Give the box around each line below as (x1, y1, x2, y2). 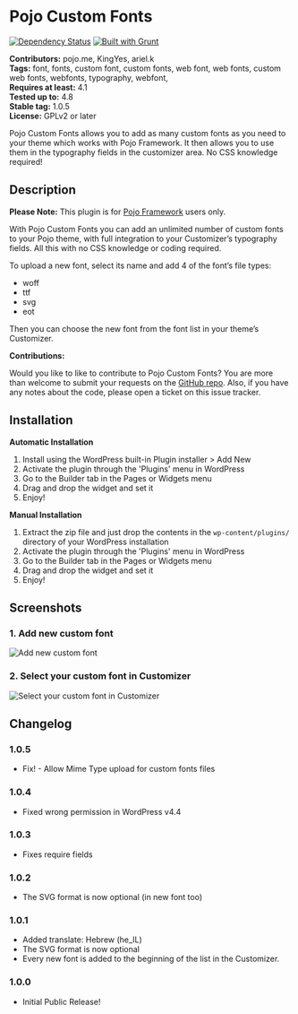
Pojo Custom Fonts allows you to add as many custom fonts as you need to (9, 127, 286, 138)
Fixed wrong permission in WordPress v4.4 (21, 806, 182, 817)
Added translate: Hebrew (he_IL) (21, 934, 143, 945)
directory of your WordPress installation (21, 536, 169, 547)
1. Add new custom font (9, 627, 114, 639)
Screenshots (9, 600, 82, 615)
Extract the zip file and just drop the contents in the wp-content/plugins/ (21, 526, 290, 537)
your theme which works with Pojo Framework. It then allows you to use (9, 137, 275, 148)
